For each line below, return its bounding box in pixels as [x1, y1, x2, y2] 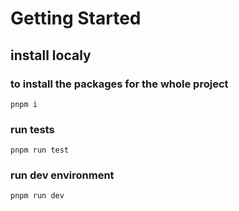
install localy [10, 47, 92, 64]
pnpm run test [10, 145, 70, 156]
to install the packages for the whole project [10, 77, 229, 91]
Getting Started [10, 7, 142, 30]
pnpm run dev [10, 191, 65, 201]
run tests [10, 122, 55, 136]
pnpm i [10, 99, 38, 109]
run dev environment [10, 168, 115, 182]
